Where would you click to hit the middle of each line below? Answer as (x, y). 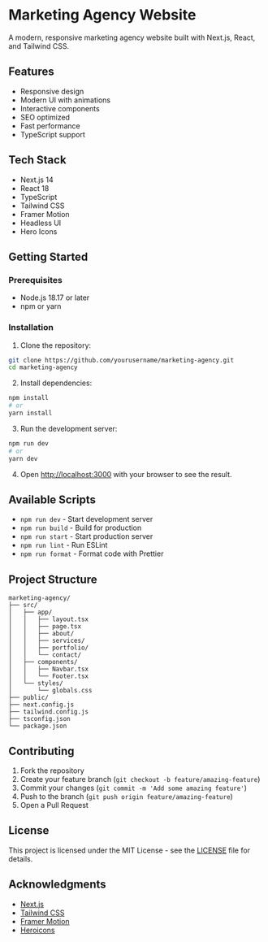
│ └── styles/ (36, 684)
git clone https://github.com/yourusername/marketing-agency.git (121, 360)
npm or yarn (41, 306)
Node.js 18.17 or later (55, 297)
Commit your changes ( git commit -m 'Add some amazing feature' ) (134, 788)
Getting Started (48, 256)
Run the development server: (69, 428)
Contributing (41, 751)
